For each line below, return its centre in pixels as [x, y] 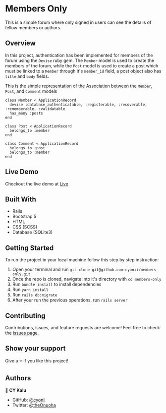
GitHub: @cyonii [29, 400]
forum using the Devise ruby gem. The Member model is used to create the [80, 60]
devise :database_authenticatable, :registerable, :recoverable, [79, 105]
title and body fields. [27, 76]
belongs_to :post [28, 148]
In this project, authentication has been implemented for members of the [79, 55]
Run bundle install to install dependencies [57, 284]
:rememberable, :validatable [35, 109]
